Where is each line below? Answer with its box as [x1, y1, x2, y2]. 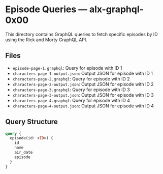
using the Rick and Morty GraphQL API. [5, 37, 88, 43]
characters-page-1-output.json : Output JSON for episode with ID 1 [12, 70, 153, 76]
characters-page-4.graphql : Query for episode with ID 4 [12, 97, 131, 103]
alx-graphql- [89, 4, 144, 15]
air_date [14, 150, 33, 155]
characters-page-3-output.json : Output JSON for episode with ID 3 [12, 92, 154, 98]
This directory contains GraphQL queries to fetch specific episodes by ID [5, 31, 158, 37]
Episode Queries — [5, 4, 88, 15]
